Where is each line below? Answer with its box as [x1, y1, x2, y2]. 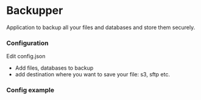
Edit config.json [6, 53, 46, 60]
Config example [6, 86, 55, 95]
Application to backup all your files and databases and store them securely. [6, 24, 196, 31]
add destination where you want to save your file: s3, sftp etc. [15, 71, 171, 78]
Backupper [6, 4, 63, 18]
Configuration [6, 39, 49, 47]
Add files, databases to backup [15, 64, 94, 72]
